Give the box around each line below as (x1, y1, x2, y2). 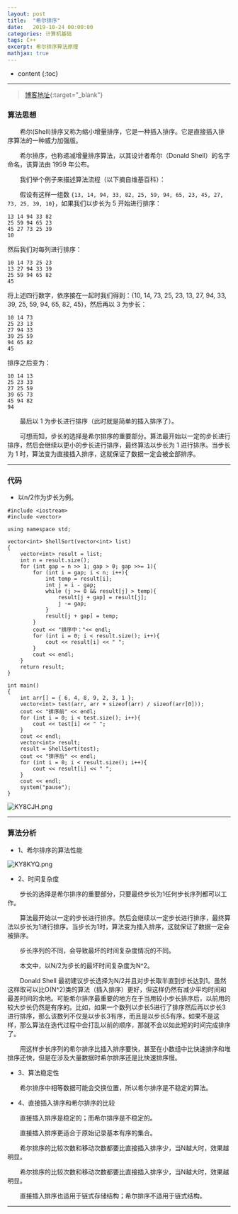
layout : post (7, 10, 46, 18)
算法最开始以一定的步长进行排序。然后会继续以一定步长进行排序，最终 (20, 913, 225, 921)
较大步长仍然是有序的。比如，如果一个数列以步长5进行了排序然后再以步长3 (7, 1003, 226, 1011)
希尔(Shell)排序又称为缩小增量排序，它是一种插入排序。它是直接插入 (20, 127, 219, 136)
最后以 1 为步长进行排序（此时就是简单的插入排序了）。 (20, 417, 178, 426)
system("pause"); (20, 784, 72, 791)
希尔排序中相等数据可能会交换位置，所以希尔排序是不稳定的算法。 (20, 1083, 212, 1091)
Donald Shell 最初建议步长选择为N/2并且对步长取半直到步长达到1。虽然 (20, 976, 227, 985)
